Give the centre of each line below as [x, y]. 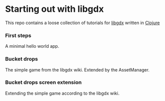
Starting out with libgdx [55, 9]
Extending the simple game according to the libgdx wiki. [62, 93]
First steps [18, 35]
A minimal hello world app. [32, 46]
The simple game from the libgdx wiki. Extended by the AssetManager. [77, 69]
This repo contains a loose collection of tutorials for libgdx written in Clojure [82, 23]
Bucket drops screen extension [43, 82]
